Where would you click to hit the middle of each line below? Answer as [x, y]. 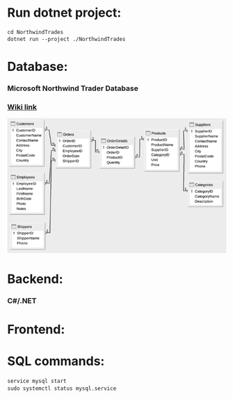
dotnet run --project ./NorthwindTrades [67, 39]
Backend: [35, 279]
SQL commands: [56, 361]
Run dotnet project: [64, 13]
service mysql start [37, 381]
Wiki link [22, 107]
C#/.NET [22, 300]
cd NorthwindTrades [35, 32]
